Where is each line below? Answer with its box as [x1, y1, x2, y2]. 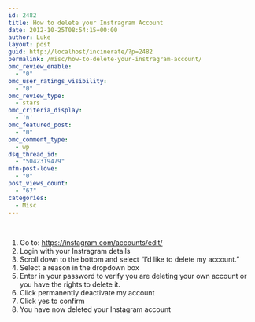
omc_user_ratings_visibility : [8, 77, 108, 85]
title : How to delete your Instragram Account [8, 19, 164, 27]
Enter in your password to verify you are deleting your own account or [19, 272, 247, 281]
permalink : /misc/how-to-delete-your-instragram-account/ [8, 56, 202, 64]
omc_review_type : [8, 92, 65, 100]
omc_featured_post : [8, 121, 72, 129]
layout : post [8, 41, 51, 49]
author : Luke [8, 33, 51, 42]
